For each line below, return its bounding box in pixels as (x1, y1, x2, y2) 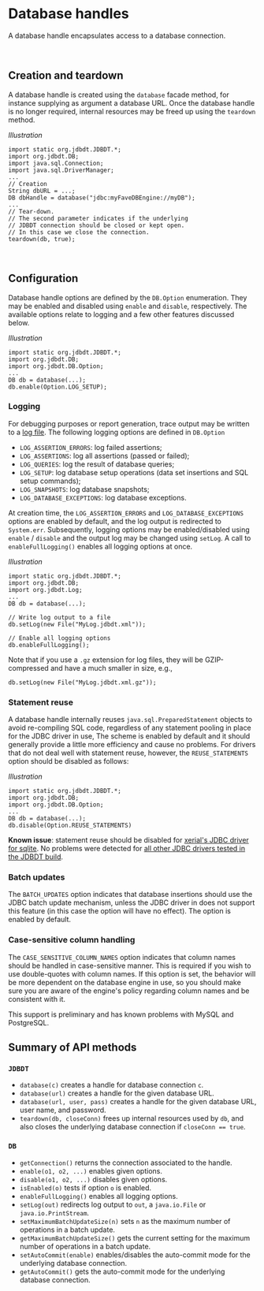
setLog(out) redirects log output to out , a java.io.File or (19, 1200, 206, 1209)
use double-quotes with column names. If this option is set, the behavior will (8, 969, 256, 978)
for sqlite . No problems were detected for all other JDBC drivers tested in (8, 844, 246, 854)
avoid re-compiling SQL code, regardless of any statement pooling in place (8, 723, 252, 733)
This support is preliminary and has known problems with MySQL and (8, 1010, 234, 1019)
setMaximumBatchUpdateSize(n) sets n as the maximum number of (19, 1216, 231, 1226)
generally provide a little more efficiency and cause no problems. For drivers (8, 740, 256, 750)
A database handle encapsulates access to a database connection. (8, 31, 226, 40)
